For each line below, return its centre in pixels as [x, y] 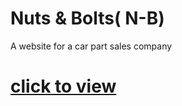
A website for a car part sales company [91, 46]
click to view [63, 86]
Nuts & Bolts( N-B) [87, 18]
